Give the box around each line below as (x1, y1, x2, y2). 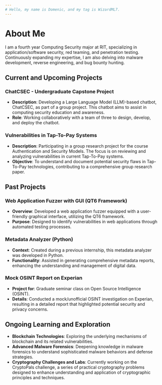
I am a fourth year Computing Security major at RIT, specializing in (5, 44, 137, 50)
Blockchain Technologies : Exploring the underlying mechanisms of (12, 333, 147, 339)
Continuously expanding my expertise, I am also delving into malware (5, 54, 144, 60)
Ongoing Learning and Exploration (5, 320, 110, 329)
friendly (12, 214, 28, 219)
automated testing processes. (12, 224, 72, 230)
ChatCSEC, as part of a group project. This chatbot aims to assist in (12, 104, 147, 110)
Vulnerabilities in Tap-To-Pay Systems (5, 132, 97, 139)
